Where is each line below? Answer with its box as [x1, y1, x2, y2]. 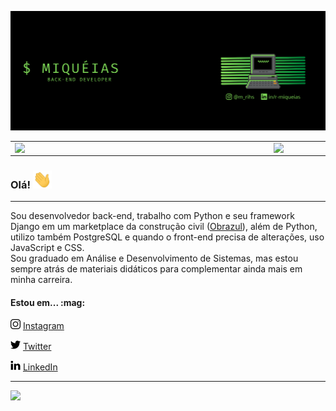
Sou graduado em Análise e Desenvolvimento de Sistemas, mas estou [10, 252, 299, 265]
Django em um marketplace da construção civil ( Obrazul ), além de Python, [10, 221, 318, 233]
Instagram [22, 320, 65, 332]
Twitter [22, 341, 52, 353]
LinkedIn [22, 361, 58, 373]
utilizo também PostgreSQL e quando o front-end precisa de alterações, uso [10, 231, 325, 243]
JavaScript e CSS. [10, 242, 85, 254]
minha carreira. [10, 274, 73, 286]
